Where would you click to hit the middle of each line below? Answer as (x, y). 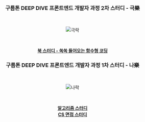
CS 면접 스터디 (72, 114)
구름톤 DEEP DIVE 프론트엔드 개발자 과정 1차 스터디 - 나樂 (72, 65)
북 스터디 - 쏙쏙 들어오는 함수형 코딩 (72, 51)
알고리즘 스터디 (72, 108)
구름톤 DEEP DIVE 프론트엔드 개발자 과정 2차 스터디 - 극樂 (72, 8)
